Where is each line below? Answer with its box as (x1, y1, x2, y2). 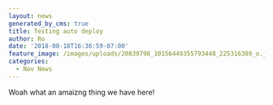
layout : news (8, 11, 53, 20)
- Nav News (15, 65, 53, 73)
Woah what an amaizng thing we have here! (8, 87, 155, 97)
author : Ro (8, 34, 45, 43)
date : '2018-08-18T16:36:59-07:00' (8, 42, 129, 50)
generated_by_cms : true (8, 20, 89, 28)
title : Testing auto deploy (8, 27, 104, 35)
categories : (8, 58, 49, 66)
